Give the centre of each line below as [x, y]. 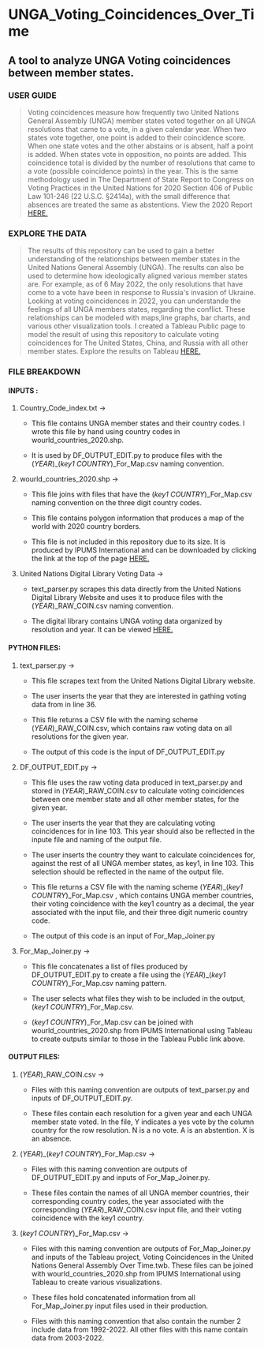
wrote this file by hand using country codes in [106, 432]
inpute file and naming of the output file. [97, 839]
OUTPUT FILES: [34, 1057]
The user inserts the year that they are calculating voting [123, 823]
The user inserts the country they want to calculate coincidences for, [143, 855]
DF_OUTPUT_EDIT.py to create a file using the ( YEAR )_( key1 [128, 974]
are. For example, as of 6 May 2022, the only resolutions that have [135, 284]
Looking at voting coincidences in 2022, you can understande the [134, 301]
